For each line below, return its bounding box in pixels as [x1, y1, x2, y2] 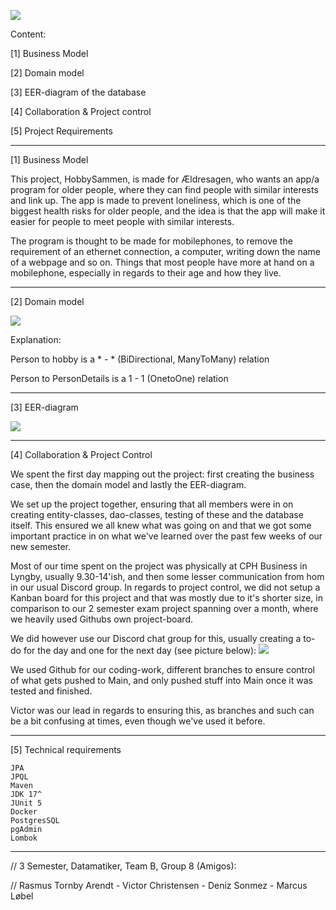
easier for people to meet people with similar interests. [10, 216, 235, 227]
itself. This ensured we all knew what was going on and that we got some [10, 520, 312, 531]
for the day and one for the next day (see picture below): [23, 645, 257, 656]
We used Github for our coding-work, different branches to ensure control [10, 664, 315, 675]
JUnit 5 [10, 798, 43, 808]
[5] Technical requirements [10, 744, 122, 755]
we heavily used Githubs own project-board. [10, 613, 193, 625]
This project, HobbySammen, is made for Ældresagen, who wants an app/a [10, 173, 320, 185]
